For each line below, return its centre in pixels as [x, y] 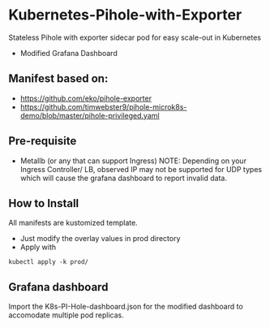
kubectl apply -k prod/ [49, 262]
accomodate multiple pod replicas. [66, 315]
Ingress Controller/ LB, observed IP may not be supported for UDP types [141, 169]
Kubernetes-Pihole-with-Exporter [125, 15]
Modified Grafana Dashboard [69, 53]
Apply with [38, 247]
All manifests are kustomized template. [73, 223]
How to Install [44, 203]
